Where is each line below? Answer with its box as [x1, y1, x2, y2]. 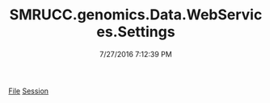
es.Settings [96, 23, 175, 41]
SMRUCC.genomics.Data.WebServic [9, 6, 263, 24]
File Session [8, 86, 49, 96]
